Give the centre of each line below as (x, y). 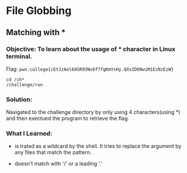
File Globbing (39, 11)
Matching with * (36, 32)
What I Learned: (29, 134)
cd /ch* (15, 79)
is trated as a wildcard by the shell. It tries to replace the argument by (98, 146)
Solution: (19, 99)
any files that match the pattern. (53, 153)
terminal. (19, 56)
